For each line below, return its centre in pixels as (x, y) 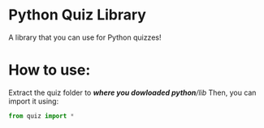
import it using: (34, 101)
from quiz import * (41, 116)
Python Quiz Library (77, 15)
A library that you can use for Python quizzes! (85, 37)
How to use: (50, 70)
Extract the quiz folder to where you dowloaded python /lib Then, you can (132, 92)
